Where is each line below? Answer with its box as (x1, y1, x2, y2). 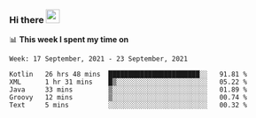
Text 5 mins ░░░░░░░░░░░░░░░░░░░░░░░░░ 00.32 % (9, 101, 248, 110)
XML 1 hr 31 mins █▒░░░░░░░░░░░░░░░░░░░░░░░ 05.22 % (9, 77, 248, 87)
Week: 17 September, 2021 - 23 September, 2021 (9, 55, 189, 63)
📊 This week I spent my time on (9, 34, 129, 45)
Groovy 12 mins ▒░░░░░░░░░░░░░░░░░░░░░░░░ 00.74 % (9, 93, 248, 102)
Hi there (9, 13, 44, 26)
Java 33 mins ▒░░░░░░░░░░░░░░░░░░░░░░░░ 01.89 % (9, 85, 248, 94)
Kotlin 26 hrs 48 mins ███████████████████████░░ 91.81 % (9, 70, 248, 79)
